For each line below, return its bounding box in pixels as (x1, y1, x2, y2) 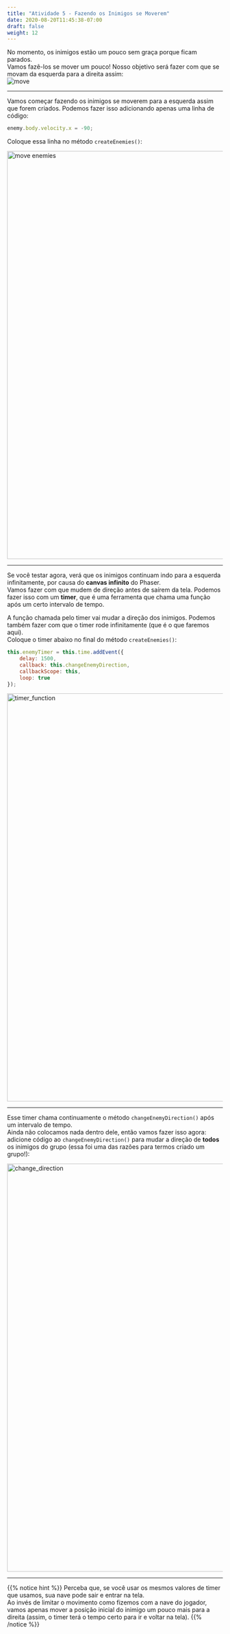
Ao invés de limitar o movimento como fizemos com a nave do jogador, (7, 1598, 207, 1607)
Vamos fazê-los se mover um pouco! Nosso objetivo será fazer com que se (7, 63, 220, 71)
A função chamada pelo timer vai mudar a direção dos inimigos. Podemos (7, 614, 216, 622)
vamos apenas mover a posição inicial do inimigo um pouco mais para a (7, 1606, 210, 1614)
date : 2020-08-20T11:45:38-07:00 (7, 16, 103, 23)
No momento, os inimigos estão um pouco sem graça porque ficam (7, 48, 197, 56)
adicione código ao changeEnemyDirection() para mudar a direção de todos (7, 1135, 220, 1144)
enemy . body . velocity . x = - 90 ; (7, 125, 94, 132)
